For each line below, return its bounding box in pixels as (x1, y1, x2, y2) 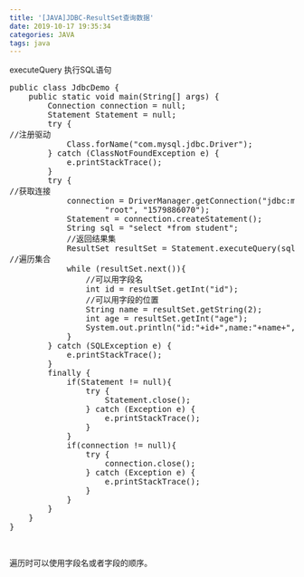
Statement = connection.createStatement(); (66, 214, 262, 225)
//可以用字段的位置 (85, 295, 159, 305)
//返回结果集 (66, 234, 117, 245)
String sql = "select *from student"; (66, 223, 239, 234)
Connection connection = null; (47, 101, 186, 111)
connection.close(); (104, 458, 196, 469)
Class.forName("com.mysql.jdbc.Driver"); (66, 139, 253, 149)
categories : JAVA (9, 30, 75, 39)
